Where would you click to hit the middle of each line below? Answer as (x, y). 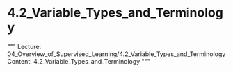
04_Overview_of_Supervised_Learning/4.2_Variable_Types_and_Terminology (116, 54)
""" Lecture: (24, 46)
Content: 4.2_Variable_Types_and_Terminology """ (79, 61)
